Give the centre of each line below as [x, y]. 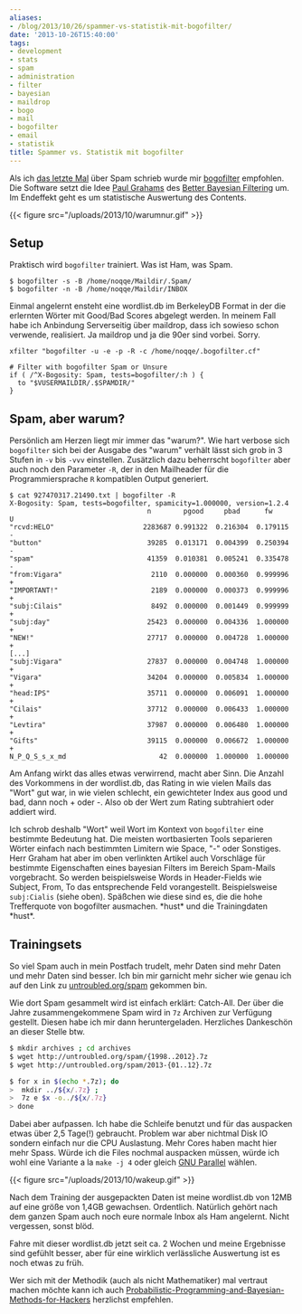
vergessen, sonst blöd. [52, 1226]
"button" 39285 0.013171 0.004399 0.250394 [149, 544]
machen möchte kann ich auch [67, 1290]
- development [36, 52]
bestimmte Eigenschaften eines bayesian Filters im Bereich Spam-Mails [142, 868]
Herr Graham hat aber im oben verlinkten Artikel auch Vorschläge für [137, 858]
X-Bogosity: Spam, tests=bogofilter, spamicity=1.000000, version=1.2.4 [149, 504]
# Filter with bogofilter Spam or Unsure [89, 367]
